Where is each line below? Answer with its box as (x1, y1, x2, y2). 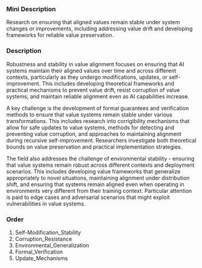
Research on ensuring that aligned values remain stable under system (6, 19, 180, 26)
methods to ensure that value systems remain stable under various (6, 111, 173, 118)
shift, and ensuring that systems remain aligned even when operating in (6, 181, 184, 188)
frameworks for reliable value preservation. (6, 32, 114, 39)
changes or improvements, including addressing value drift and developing (6, 25, 193, 32)
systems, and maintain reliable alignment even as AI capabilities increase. (6, 93, 189, 100)
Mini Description (6, 5, 56, 13)
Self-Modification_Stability (15, 229, 82, 236)
